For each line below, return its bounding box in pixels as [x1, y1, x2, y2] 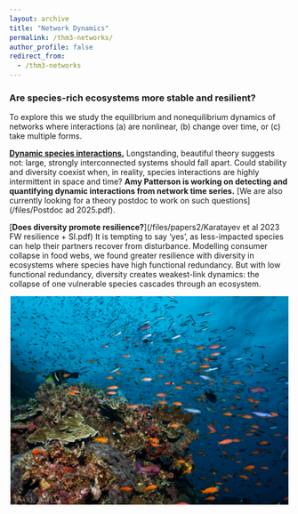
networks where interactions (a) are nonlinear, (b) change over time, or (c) [9, 121, 281, 133]
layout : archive [9, 14, 69, 23]
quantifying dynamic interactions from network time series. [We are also [9, 186, 283, 197]
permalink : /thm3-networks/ [9, 33, 114, 42]
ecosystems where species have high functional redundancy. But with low [9, 260, 281, 270]
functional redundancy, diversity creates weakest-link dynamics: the [9, 269, 260, 280]
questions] [211, 196, 251, 206]
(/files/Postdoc [9, 205, 64, 215]
